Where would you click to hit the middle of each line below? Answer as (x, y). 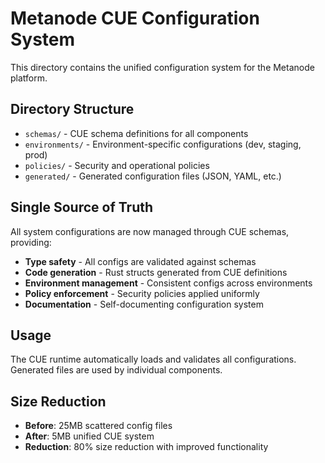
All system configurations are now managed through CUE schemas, (150, 231)
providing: (31, 242)
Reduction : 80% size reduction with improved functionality (146, 447)
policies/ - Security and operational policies (117, 165)
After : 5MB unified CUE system (89, 436)
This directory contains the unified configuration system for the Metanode (162, 67)
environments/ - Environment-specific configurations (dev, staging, (163, 144)
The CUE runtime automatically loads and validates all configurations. (153, 359)
